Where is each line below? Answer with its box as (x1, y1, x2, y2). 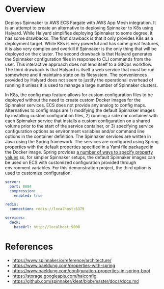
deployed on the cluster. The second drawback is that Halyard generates (5, 51, 153, 57)
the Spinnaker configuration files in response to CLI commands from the (5, 56, 151, 62)
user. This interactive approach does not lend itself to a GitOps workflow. (5, 61, 153, 67)
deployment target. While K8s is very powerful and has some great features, (5, 40, 160, 46)
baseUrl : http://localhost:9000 (14, 224, 80, 229)
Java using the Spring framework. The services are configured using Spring (5, 138, 159, 144)
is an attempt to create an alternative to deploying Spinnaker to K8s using (5, 25, 154, 30)
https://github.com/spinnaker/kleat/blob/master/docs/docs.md (12, 278, 139, 284)
